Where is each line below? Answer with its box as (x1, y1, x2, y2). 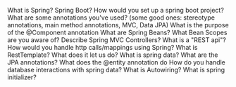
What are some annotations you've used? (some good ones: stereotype (7, 13, 215, 22)
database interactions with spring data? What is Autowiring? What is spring (7, 66, 225, 74)
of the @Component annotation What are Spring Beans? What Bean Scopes (7, 28, 228, 36)
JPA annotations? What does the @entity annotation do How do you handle (7, 58, 225, 66)
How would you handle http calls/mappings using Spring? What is (7, 43, 198, 51)
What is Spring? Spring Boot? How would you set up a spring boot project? (7, 6, 224, 14)
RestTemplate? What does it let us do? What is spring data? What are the (7, 51, 218, 59)
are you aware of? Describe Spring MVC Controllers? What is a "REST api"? (7, 36, 227, 44)
